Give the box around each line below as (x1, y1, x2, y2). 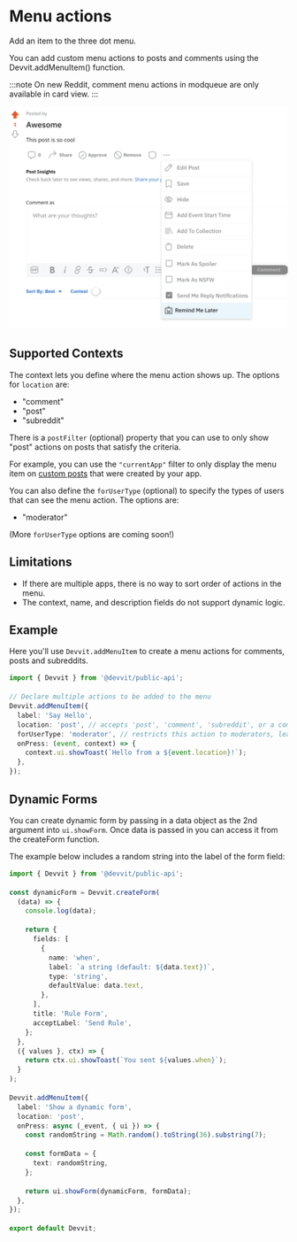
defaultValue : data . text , (48, 981, 144, 991)
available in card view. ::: (9, 89, 99, 99)
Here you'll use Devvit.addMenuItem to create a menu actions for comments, (9, 646, 286, 657)
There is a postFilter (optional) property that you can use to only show (9, 432, 270, 443)
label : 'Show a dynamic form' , (17, 1102, 133, 1112)
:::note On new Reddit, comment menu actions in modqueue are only (9, 79, 259, 89)
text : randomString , (32, 1159, 109, 1168)
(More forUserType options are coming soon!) (9, 528, 175, 539)
